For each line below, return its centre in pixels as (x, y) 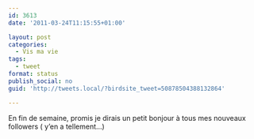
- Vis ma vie (37, 52)
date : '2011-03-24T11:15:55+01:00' (67, 23)
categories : (28, 44)
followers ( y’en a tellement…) (56, 126)
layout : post (30, 37)
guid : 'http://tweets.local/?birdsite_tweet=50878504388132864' (117, 88)
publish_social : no (40, 81)
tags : (17, 59)
